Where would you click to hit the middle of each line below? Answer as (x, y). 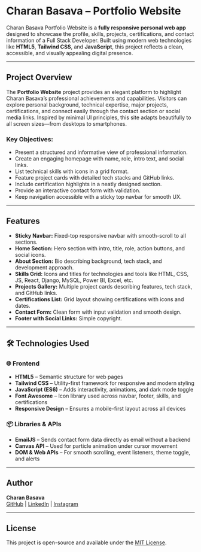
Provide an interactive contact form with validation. (77, 190)
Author (19, 483)
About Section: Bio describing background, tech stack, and (89, 261)
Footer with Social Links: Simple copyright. (68, 318)
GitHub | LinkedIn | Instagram (42, 504)
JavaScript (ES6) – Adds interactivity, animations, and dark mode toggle (104, 389)
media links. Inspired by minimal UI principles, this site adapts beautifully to (99, 117)
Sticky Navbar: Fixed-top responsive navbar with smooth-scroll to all (100, 235)
